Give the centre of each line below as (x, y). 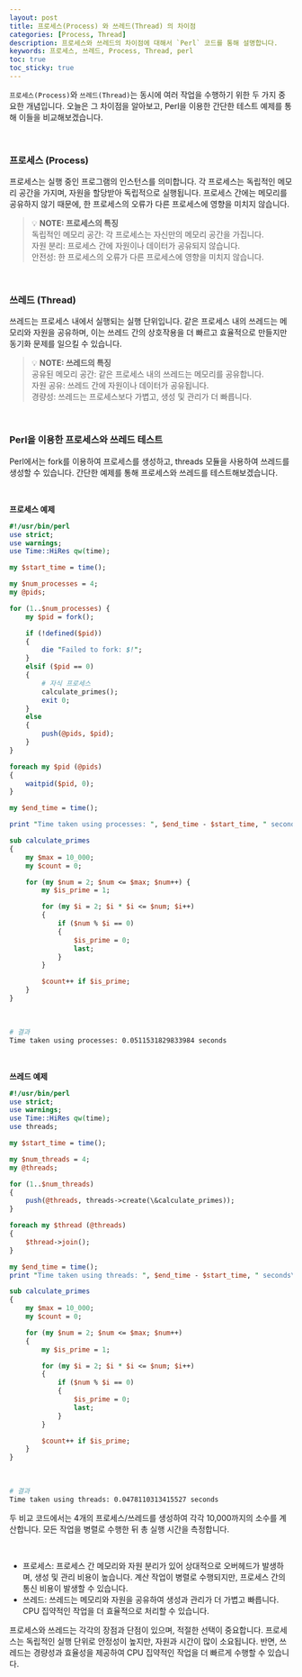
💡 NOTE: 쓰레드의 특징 (71, 363)
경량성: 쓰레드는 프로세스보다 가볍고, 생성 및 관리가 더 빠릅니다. (142, 396)
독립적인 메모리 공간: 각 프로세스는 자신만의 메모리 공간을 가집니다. (147, 234)
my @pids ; (28, 592)
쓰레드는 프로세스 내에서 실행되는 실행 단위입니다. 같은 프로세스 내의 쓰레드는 (144, 322)
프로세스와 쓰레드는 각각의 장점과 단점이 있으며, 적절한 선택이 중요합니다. (136, 1630)
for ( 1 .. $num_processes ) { (60, 608)
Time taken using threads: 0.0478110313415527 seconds (114, 1500)
